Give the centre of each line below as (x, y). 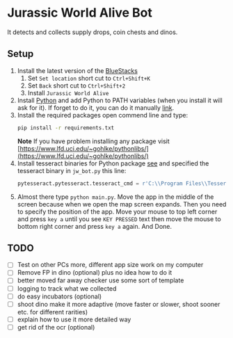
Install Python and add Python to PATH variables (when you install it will (120, 100)
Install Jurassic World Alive (68, 92)
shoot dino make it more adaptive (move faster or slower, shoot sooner (119, 304)
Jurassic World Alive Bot (80, 13)
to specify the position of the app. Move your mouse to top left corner (117, 211)
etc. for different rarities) (53, 312)
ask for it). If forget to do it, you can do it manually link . (96, 107)
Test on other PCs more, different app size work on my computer (110, 265)
